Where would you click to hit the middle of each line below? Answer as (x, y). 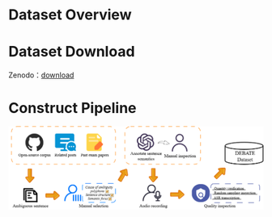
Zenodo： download (41, 75)
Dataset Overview (70, 15)
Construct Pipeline (72, 108)
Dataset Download (72, 52)
